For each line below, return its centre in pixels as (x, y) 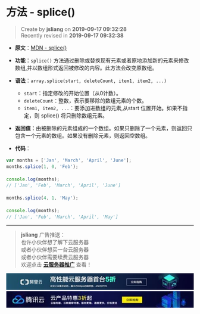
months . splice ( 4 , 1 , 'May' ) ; (42, 198)
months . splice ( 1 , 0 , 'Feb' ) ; (42, 167)
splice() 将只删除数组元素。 (74, 115)
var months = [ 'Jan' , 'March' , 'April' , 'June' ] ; (69, 160)
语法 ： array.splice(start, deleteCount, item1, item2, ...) (90, 80)
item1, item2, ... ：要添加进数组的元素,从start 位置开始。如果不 (103, 108)
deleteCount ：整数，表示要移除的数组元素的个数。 (85, 100)
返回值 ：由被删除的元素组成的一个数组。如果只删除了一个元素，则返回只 (103, 128)
